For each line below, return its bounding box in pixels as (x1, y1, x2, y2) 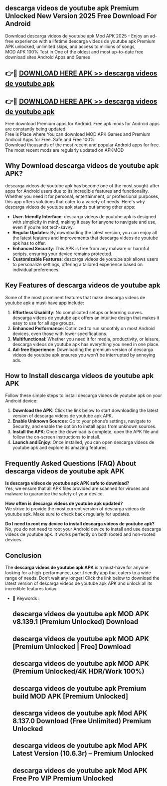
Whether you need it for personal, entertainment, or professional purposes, (5, 193, 160, 199)
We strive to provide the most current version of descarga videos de (5, 506, 146, 512)
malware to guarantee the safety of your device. (5, 491, 104, 497)
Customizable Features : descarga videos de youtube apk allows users (12, 256, 159, 262)
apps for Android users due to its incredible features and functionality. (5, 188, 149, 194)
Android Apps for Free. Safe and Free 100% (5, 137, 95, 143)
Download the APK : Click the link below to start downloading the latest (12, 407, 159, 413)
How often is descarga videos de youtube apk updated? (5, 500, 123, 506)
